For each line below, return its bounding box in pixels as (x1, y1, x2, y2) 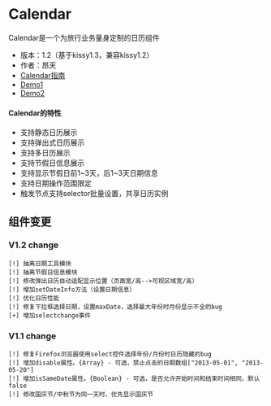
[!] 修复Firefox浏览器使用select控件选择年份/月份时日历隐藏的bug (8, 351, 213, 359)
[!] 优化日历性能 (8, 294, 59, 302)
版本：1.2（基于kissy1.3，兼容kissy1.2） (19, 50, 154, 59)
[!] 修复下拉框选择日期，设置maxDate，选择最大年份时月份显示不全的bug (8, 303, 223, 311)
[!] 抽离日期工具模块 (8, 260, 71, 268)
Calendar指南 (19, 70, 66, 80)
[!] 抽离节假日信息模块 (8, 268, 78, 277)
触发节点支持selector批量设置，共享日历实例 (19, 189, 169, 199)
